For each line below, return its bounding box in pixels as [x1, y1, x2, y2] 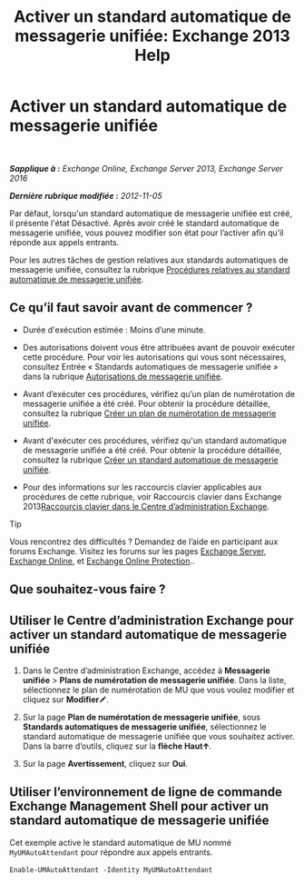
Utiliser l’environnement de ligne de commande [9, 784, 283, 800]
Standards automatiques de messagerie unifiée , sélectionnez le [22, 720, 267, 732]
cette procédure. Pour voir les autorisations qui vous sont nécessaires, [22, 352, 288, 363]
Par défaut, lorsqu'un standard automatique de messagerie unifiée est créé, [9, 207, 293, 219]
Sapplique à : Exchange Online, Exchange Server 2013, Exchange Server [9, 163, 283, 174]
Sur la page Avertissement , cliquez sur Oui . [22, 758, 189, 769]
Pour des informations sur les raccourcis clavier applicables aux [22, 482, 263, 492]
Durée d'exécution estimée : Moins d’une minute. [22, 324, 206, 335]
